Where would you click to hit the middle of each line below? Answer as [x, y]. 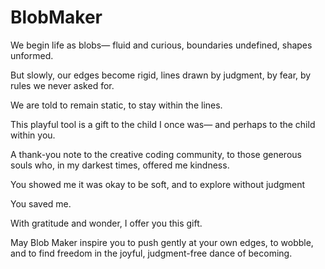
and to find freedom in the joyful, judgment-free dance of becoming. [151, 253]
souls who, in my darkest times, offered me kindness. [120, 165]
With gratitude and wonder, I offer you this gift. [106, 223]
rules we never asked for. [62, 85]
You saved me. [41, 203]
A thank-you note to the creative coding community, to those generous [156, 154]
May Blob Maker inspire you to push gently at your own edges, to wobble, [162, 242]
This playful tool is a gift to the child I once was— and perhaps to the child [163, 124]
